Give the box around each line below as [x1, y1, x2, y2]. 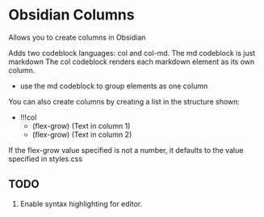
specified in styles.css [8, 154, 83, 164]
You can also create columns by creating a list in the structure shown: [8, 96, 241, 106]
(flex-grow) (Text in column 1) [31, 121, 131, 130]
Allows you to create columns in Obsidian [8, 32, 146, 42]
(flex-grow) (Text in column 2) [31, 130, 132, 139]
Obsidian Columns [8, 6, 135, 24]
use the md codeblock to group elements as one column [19, 81, 208, 91]
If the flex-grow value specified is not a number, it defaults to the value [8, 145, 244, 155]
